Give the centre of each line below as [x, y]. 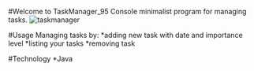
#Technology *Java [41, 59]
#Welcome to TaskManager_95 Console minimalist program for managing [127, 11]
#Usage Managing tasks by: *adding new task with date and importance [125, 35]
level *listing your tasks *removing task [72, 43]
